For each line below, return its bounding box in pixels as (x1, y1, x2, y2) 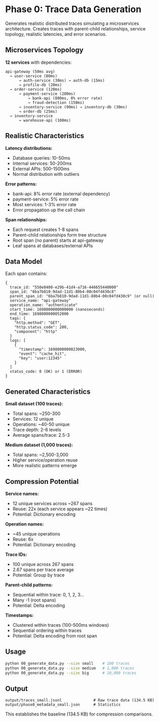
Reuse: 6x (12, 536, 34, 542)
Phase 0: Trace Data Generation (5, 4, 142, 15)
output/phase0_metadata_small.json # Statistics (5, 702, 121, 707)
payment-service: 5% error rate (12, 196, 79, 202)
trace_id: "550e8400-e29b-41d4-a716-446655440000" (10, 285, 119, 290)
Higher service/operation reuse (12, 457, 78, 463)
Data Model (5, 257, 42, 265)
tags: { (10, 316, 26, 321)
